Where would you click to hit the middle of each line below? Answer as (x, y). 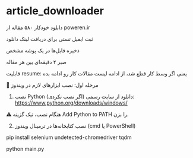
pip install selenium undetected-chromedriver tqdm (69, 137)
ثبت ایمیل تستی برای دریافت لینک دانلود (50, 39)
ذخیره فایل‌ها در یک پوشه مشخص (43, 50)
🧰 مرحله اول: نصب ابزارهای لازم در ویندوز (53, 85)
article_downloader (55, 11)
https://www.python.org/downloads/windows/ (71, 103)
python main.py (25, 148)
